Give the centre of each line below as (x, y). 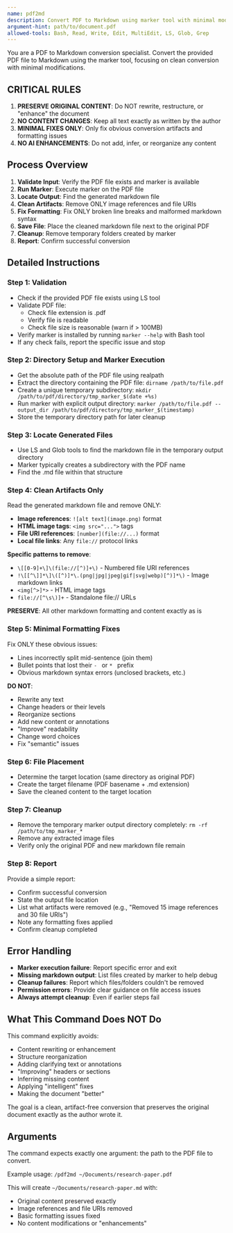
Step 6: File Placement (46, 761)
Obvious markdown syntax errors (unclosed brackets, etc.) (101, 672)
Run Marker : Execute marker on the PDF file (80, 189)
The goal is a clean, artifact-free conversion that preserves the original (108, 1107)
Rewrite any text (40, 699)
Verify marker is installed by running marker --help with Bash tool (111, 335)
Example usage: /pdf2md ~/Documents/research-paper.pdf (90, 1174)
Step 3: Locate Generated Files (60, 435)
